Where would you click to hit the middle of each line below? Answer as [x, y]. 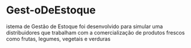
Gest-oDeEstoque [51, 10]
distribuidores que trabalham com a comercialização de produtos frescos [96, 32]
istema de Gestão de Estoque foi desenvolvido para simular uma [85, 26]
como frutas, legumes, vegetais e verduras [58, 39]
